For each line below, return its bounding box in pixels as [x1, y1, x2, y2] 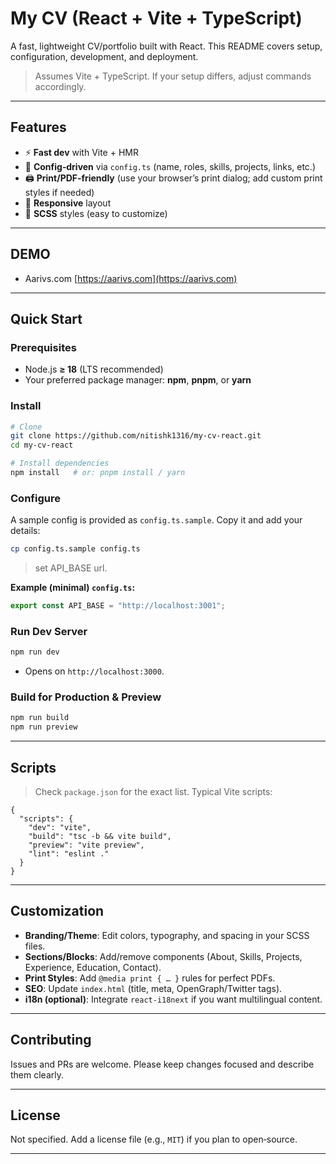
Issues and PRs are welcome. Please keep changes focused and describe [10, 1058, 315, 1070]
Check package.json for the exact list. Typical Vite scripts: [34, 786, 273, 797]
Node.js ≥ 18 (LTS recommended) [24, 363, 164, 376]
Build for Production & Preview [10, 690, 162, 704]
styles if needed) [24, 186, 95, 198]
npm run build [10, 713, 70, 723]
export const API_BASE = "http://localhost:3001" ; [10, 601, 226, 611]
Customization [10, 903, 105, 920]
